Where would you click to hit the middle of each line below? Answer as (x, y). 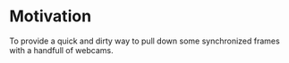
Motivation (51, 16)
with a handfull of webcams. (61, 50)
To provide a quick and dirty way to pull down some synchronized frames (144, 41)
